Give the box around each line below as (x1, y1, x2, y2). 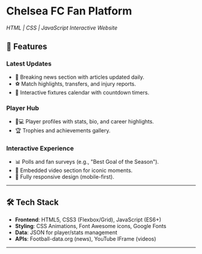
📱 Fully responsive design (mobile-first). (14, 173, 114, 181)
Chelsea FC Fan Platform (6, 4, 132, 18)
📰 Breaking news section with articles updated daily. (14, 73, 145, 81)
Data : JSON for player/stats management (14, 229, 118, 236)
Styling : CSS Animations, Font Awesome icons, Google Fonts (14, 223, 167, 230)
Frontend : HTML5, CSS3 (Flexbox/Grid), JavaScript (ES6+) (14, 216, 162, 223)
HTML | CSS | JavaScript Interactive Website (6, 24, 118, 31)
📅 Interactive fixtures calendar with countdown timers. (14, 88, 150, 96)
